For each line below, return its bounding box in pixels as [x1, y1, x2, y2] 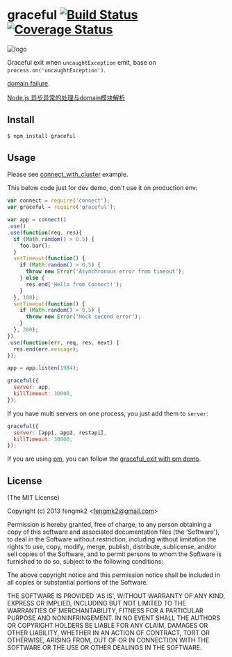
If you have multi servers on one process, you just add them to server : [7, 409, 208, 418]
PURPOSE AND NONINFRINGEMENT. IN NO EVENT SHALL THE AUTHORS [7, 614, 221, 622]
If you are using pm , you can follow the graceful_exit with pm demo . [7, 454, 201, 463]
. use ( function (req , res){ [7, 229, 82, 236]
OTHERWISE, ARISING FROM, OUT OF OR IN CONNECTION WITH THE [7, 636, 210, 644]
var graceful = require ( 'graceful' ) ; [7, 204, 117, 211]
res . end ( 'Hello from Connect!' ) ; [25, 280, 123, 288]
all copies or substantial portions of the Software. [7, 578, 148, 587]
